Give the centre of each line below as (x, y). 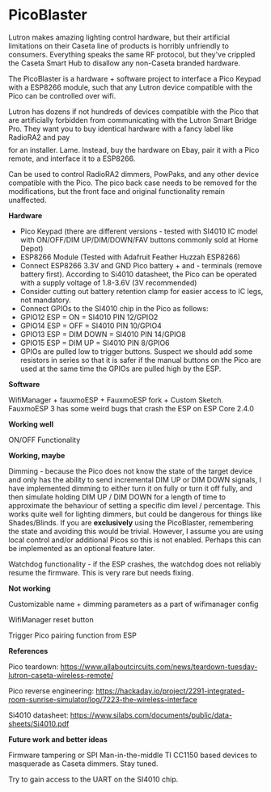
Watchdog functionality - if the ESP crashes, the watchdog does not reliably (135, 564)
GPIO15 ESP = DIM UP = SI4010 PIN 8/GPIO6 (95, 343)
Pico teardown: (34, 666)
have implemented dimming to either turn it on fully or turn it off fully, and (131, 488)
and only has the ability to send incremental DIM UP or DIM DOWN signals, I (135, 479)
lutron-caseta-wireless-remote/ (61, 675)
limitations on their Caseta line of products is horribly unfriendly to (119, 45)
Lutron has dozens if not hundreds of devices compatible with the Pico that (133, 112)
